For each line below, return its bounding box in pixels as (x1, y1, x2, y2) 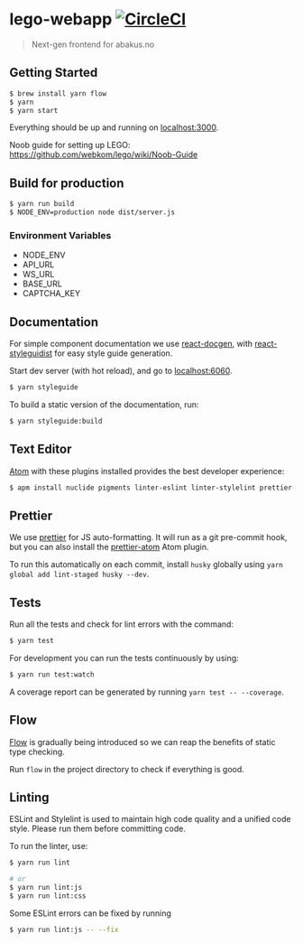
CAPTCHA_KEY (22, 288, 81, 299)
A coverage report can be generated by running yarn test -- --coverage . (9, 686, 284, 697)
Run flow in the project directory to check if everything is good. (9, 763, 245, 774)
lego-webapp (9, 9, 113, 30)
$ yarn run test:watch (9, 669, 95, 679)
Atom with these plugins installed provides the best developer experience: (9, 465, 285, 476)
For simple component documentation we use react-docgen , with (9, 339, 252, 350)
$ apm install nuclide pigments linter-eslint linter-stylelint (9, 483, 256, 492)
